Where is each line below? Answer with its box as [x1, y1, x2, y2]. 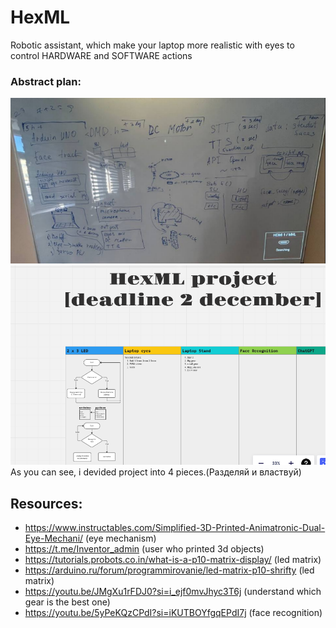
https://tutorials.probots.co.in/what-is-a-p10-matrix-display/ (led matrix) [24, 554, 322, 566]
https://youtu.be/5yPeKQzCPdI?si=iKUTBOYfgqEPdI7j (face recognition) [24, 607, 323, 619]
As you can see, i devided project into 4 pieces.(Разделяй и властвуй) [10, 466, 302, 478]
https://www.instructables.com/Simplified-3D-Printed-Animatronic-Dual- [24, 522, 326, 534]
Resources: [10, 495, 83, 512]
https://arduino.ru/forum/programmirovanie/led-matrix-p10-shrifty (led [24, 564, 315, 576]
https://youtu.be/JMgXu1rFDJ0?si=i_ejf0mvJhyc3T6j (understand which [24, 586, 322, 598]
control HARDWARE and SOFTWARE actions [10, 49, 193, 61]
